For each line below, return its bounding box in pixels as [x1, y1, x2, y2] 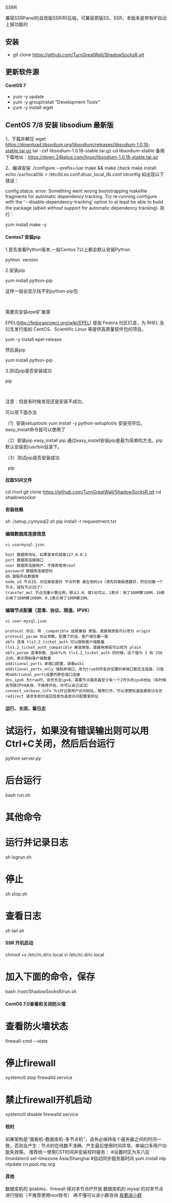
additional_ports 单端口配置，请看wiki [5, 661, 84, 667]
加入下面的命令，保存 [5, 971, 96, 983]
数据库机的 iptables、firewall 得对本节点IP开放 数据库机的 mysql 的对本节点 [5, 1186, 164, 1192]
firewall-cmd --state [5, 1038, 48, 1044]
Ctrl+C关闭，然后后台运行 [5, 738, 115, 750]
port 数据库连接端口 [5, 558, 44, 563]
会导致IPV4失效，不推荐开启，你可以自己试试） [5, 683, 91, 688]
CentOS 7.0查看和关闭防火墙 [5, 1000, 66, 1007]
